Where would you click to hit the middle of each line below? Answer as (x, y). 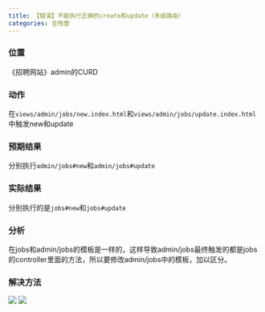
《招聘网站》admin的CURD (53, 72)
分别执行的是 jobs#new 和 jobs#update (67, 207)
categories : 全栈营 (39, 23)
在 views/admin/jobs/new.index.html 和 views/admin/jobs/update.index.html (132, 114)
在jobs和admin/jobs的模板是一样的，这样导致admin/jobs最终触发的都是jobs (133, 249)
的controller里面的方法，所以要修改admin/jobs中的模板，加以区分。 (120, 259)
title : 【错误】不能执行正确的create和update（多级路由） (96, 16)
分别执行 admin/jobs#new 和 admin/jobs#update (82, 166)
